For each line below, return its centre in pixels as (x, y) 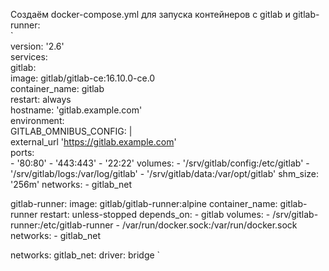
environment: (37, 120)
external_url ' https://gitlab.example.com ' (93, 142)
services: (29, 57)
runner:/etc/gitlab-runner (62, 225)
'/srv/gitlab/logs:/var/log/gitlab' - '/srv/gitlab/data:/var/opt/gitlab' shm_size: (165, 173)
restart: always (41, 99)
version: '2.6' (37, 46)
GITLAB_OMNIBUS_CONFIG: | (71, 131)
